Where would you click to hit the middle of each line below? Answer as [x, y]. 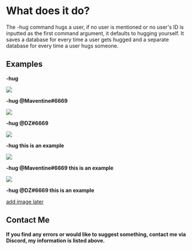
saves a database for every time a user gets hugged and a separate [88, 39]
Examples [24, 64]
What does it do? [48, 11]
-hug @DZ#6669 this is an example [50, 190]
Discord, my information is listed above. [56, 240]
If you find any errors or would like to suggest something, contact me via [96, 234]
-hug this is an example [35, 146]
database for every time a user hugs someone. [62, 46]
